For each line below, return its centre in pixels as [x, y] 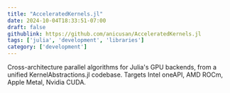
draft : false [27, 27]
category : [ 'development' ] [47, 47]
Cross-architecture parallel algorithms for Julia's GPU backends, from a [112, 67]
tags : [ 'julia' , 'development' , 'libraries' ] [76, 40]
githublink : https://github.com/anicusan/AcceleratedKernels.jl [104, 34]
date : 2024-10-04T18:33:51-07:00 [57, 21]
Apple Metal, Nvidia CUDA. [47, 82]
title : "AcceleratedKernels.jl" [55, 14]
